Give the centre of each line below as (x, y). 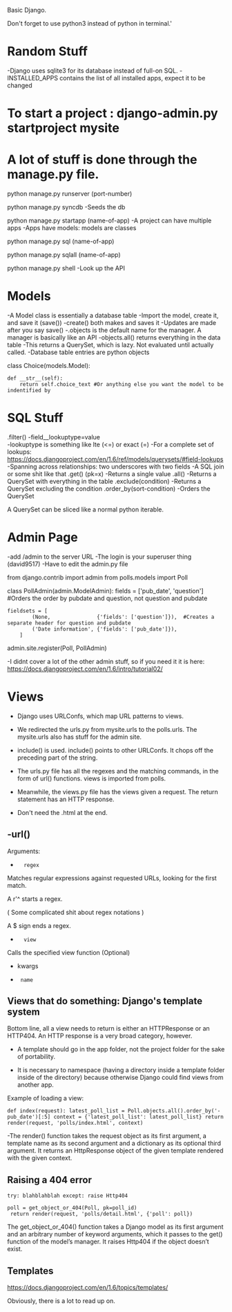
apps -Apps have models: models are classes (72, 228)
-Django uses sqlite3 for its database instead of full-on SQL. (93, 70)
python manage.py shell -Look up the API (66, 268)
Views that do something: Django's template (105, 1001)
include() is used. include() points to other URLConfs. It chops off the (115, 750)
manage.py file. (53, 174)
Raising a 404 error (49, 1180)
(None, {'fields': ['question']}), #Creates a (123, 617)
